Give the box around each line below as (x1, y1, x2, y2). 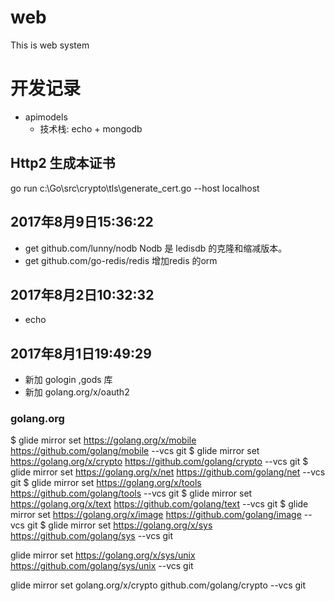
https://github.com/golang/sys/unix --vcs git (10, 560, 194, 572)
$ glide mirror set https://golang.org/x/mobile (10, 434, 197, 446)
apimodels (24, 111, 68, 123)
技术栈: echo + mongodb (39, 122, 143, 135)
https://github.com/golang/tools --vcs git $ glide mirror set (10, 487, 253, 500)
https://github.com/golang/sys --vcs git (10, 530, 174, 542)
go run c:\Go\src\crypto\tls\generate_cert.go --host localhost (10, 182, 260, 194)
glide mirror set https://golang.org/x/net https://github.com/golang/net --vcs (10, 466, 326, 478)
